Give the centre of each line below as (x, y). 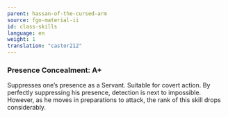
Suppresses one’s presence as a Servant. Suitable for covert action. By (109, 85)
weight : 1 (22, 40)
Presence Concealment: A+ (55, 70)
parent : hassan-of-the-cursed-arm (57, 14)
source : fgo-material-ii (43, 20)
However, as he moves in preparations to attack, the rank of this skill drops (114, 100)
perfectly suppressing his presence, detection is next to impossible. (104, 93)
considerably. (27, 108)
